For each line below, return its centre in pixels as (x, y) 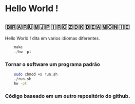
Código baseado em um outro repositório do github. (67, 96)
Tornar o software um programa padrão (53, 64)
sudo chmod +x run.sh (36, 74)
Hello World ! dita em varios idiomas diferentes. (53, 38)
